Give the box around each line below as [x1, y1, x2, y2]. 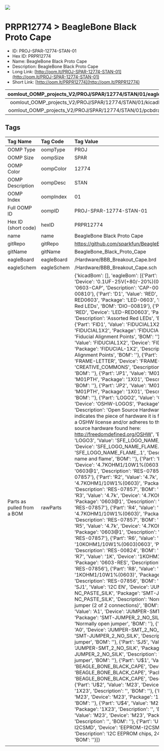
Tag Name [7, 138, 32, 145]
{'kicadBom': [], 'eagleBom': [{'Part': [74, 272, 158, 279]
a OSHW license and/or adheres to [74, 418, 154, 425]
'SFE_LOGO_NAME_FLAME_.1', [74, 449, 146, 456]
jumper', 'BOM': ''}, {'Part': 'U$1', [74, 657, 150, 664]
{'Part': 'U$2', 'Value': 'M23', [74, 681, 141, 688]
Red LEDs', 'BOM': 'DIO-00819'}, [74, 302, 151, 309]
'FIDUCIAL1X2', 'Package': [74, 327, 137, 334]
